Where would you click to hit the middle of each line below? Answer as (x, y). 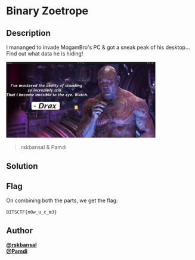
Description (28, 33)
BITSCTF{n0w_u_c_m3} (32, 212)
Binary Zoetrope (47, 11)
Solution (22, 166)
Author (19, 230)
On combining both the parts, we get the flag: (62, 200)
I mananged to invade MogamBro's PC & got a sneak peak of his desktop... (98, 47)
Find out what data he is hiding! (45, 54)
